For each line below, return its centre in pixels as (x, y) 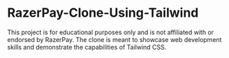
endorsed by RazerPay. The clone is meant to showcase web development (114, 39)
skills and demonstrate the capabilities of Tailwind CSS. (87, 47)
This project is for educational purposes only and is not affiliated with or (111, 32)
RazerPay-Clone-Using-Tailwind (103, 13)
